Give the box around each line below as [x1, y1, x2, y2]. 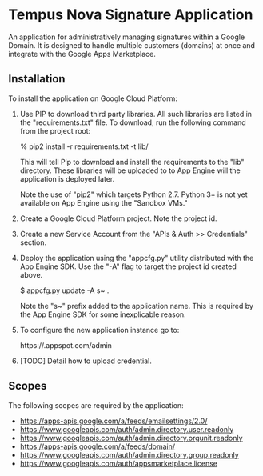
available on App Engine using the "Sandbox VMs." [19, 198, 188, 207]
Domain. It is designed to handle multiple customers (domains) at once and [8, 40, 256, 50]
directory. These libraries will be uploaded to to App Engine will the [19, 166, 241, 175]
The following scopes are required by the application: [8, 400, 184, 410]
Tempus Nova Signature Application [8, 6, 253, 24]
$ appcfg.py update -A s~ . [19, 286, 110, 295]
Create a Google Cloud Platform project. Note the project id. [19, 214, 217, 223]
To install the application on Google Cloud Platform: [8, 94, 177, 103]
